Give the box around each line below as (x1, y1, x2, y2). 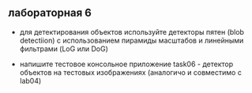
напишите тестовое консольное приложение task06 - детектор (19, 59, 234, 69)
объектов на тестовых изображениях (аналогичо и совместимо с (19, 67, 243, 77)
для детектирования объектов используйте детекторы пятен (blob (19, 27, 245, 36)
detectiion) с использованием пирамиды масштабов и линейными (19, 35, 244, 45)
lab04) (19, 76, 42, 85)
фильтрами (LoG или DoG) (19, 43, 108, 54)
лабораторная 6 (8, 6, 92, 20)
